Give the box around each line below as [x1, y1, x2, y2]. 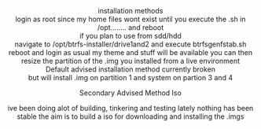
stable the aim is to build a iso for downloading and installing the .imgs [17, 112, 244, 121]
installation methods [97, 6, 164, 15]
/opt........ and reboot [97, 23, 164, 32]
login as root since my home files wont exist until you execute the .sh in [15, 14, 246, 24]
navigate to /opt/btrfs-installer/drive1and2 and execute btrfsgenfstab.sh [14, 39, 247, 49]
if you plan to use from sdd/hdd [79, 31, 182, 40]
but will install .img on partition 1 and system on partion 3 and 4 [28, 73, 233, 82]
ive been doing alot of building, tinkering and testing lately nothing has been [7, 104, 254, 112]
